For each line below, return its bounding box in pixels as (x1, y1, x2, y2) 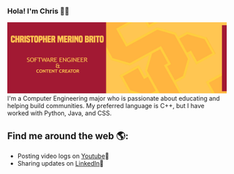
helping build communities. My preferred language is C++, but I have (7, 102, 205, 110)
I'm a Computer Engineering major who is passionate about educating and (7, 94, 221, 103)
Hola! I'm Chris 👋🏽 (7, 6, 70, 16)
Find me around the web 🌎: (7, 130, 129, 141)
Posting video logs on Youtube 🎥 (17, 152, 109, 160)
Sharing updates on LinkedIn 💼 (17, 159, 104, 167)
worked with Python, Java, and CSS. (7, 109, 112, 117)
